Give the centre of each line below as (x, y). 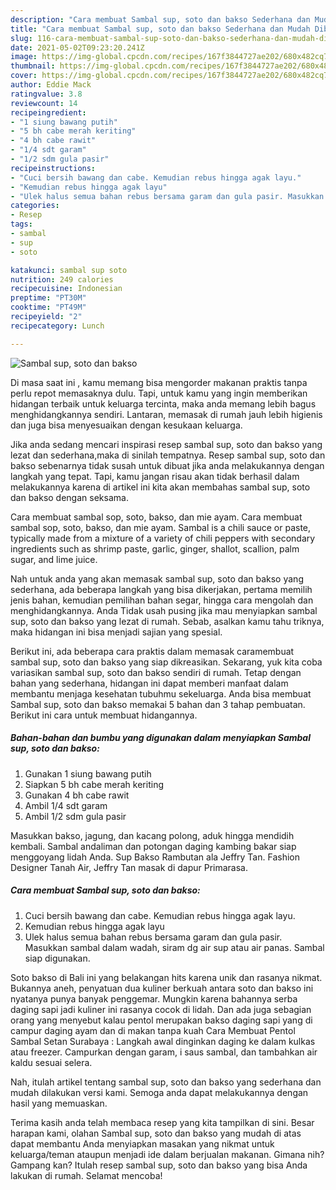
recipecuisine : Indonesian (66, 289)
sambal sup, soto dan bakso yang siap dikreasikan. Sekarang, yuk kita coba (166, 662)
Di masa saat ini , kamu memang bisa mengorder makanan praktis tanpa (159, 382)
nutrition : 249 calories (62, 279)
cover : (24, 76)
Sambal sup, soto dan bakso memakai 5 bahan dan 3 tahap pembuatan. (158, 704)
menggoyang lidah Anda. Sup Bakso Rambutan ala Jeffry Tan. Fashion (155, 857)
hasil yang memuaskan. (59, 1103)
